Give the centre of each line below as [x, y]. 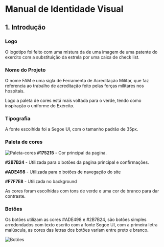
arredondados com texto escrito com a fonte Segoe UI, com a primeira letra [81, 225]
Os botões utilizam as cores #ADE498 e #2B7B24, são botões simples [76, 219]
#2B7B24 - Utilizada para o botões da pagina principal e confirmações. [77, 162]
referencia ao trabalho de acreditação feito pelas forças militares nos [75, 86]
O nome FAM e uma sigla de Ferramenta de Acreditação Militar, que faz [77, 81]
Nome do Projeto [25, 70]
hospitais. [15, 91]
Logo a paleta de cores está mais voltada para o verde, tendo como [73, 101]
